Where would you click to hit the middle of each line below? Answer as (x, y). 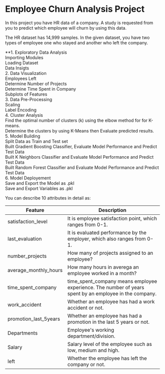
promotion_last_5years (34, 319)
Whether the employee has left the (107, 358)
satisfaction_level (27, 221)
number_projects (27, 256)
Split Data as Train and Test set (37, 141)
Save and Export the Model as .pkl (40, 183)
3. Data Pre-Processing (29, 99)
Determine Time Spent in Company (41, 89)
